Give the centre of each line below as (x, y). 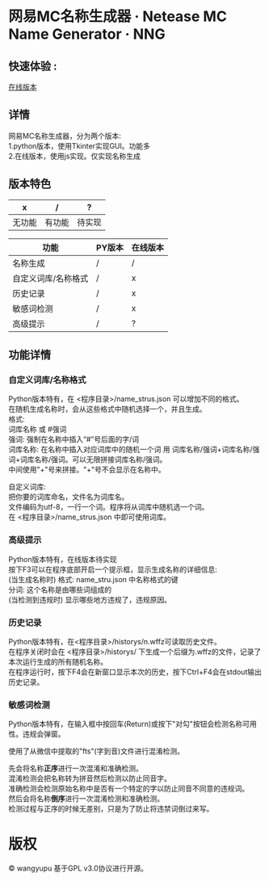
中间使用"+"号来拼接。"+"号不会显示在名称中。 (87, 470)
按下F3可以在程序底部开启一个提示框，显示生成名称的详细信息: (113, 569)
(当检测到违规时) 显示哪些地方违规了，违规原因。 (90, 599)
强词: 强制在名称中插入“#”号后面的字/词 (74, 439)
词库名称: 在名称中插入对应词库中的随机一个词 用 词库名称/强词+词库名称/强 (134, 450)
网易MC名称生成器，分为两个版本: (65, 136)
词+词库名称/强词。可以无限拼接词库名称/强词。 (88, 459)
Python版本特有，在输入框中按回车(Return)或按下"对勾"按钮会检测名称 (126, 724)
